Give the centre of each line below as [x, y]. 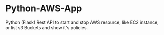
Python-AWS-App [44, 9]
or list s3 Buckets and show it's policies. [47, 27]
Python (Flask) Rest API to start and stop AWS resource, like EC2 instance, [82, 22]
